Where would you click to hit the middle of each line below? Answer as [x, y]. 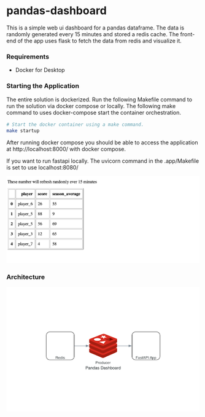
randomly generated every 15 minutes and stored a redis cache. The [93, 34]
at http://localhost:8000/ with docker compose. [66, 149]
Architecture [26, 277]
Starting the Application [43, 86]
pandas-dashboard [57, 11]
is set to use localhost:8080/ [42, 168]
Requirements [28, 57]
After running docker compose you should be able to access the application [102, 142]
